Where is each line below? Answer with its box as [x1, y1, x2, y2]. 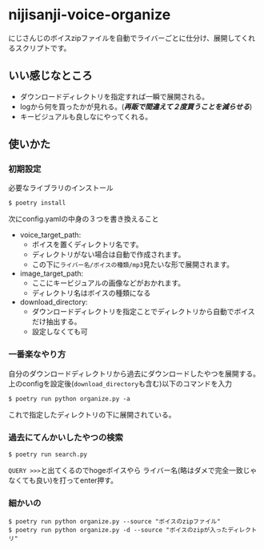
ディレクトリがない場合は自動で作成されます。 [31, 250, 186, 260]
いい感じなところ [8, 69, 93, 83]
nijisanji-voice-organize [8, 6, 171, 24]
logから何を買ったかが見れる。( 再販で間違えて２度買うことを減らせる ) [19, 102, 253, 111]
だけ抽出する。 [31, 317, 82, 326]
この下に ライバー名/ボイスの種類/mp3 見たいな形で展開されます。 [31, 260, 234, 269]
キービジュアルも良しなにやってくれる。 [19, 111, 153, 121]
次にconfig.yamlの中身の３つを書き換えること [8, 214, 159, 224]
